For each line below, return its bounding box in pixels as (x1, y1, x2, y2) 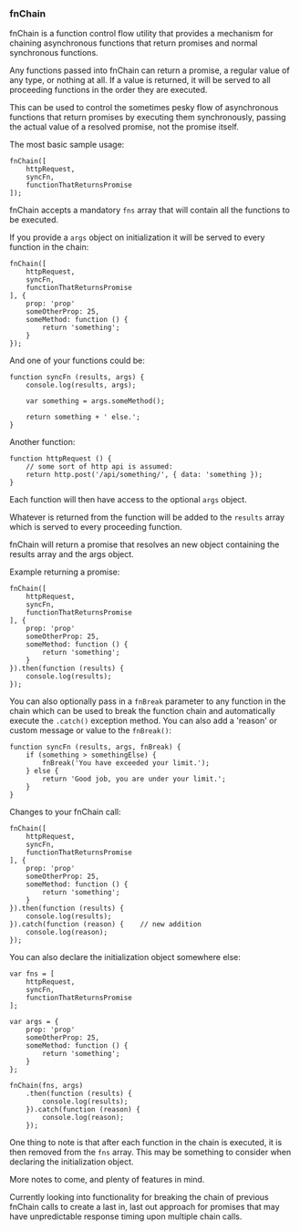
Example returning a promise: (9, 566, 120, 577)
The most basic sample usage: (9, 140, 125, 150)
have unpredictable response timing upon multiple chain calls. (9, 1211, 243, 1222)
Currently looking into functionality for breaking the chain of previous (9, 1192, 269, 1203)
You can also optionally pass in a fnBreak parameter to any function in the (9, 696, 286, 707)
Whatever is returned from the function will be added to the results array (9, 512, 285, 522)
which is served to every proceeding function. (9, 522, 182, 533)
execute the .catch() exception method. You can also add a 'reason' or (9, 715, 278, 727)
